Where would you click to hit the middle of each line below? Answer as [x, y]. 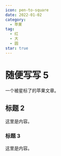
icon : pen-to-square [27, 10]
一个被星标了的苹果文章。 [32, 90]
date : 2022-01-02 [24, 15]
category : [16, 19]
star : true [17, 48]
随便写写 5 [27, 75]
